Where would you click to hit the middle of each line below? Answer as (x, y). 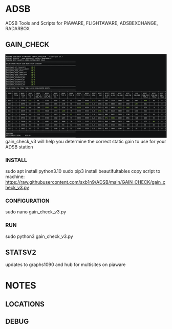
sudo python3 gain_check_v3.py (39, 236)
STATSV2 (21, 252)
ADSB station (19, 147)
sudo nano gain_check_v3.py (36, 212)
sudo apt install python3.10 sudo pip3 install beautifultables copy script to (83, 171)
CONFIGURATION (27, 201)
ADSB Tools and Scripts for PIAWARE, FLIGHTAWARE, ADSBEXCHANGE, (82, 23)
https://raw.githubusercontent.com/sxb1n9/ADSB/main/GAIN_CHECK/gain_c (85, 182)
